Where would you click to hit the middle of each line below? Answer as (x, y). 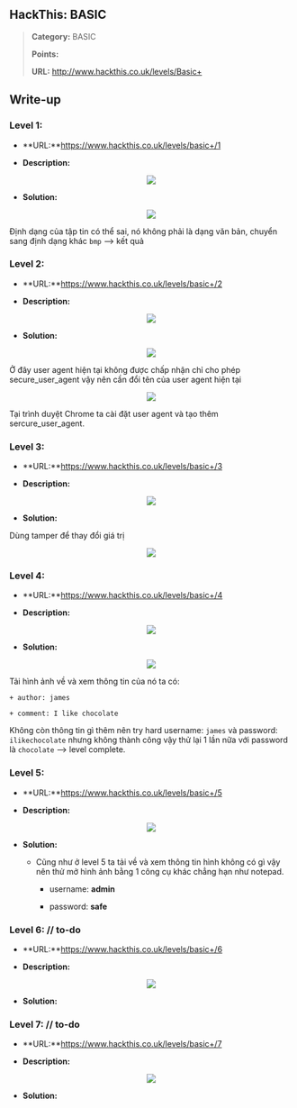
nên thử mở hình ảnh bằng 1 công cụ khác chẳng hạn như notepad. (160, 871)
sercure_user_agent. (47, 423)
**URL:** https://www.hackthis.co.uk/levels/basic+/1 (121, 145)
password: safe (78, 906)
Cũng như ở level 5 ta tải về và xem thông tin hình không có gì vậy (158, 862)
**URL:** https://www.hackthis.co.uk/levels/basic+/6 (122, 949)
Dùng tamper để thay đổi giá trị (67, 536)
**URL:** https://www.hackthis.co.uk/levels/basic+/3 (122, 467)
